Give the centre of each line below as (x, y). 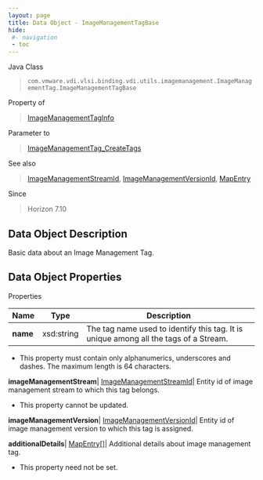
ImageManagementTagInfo (71, 118)
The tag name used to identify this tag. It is (164, 329)
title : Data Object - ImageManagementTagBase (83, 23)
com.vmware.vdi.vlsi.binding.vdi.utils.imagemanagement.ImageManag (139, 82)
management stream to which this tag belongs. (84, 390)
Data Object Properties (65, 277)
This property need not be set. (68, 467)
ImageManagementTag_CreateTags (84, 148)
